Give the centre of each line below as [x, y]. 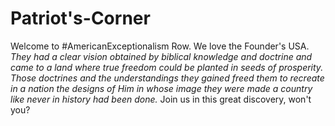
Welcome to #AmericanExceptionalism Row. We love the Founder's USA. [160, 46]
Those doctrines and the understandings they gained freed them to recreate [167, 78]
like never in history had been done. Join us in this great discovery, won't [161, 99]
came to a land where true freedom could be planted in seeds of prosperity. [167, 67]
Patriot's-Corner [80, 18]
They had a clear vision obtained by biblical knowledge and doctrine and [161, 56]
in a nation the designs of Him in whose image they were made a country [161, 88]
